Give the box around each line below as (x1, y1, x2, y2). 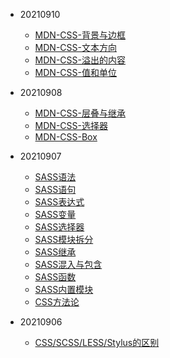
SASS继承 (34, 246, 77, 258)
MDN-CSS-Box (34, 131, 98, 143)
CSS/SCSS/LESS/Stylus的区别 (34, 337, 160, 348)
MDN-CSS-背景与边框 (34, 29, 126, 41)
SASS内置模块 (34, 284, 94, 295)
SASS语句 (34, 184, 77, 195)
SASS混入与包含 (34, 259, 103, 270)
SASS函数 (34, 271, 77, 283)
